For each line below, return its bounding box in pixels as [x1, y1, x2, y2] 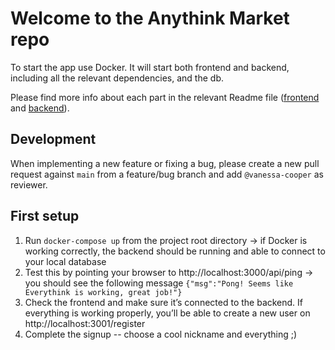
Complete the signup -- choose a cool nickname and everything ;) [24, 328, 298, 340]
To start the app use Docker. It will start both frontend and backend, [10, 61, 290, 73]
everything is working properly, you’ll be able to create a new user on [24, 307, 311, 319]
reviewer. [10, 178, 48, 191]
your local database [24, 255, 107, 267]
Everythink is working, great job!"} [24, 287, 183, 297]
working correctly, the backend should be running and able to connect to [24, 245, 326, 257]
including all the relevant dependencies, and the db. [10, 72, 224, 84]
